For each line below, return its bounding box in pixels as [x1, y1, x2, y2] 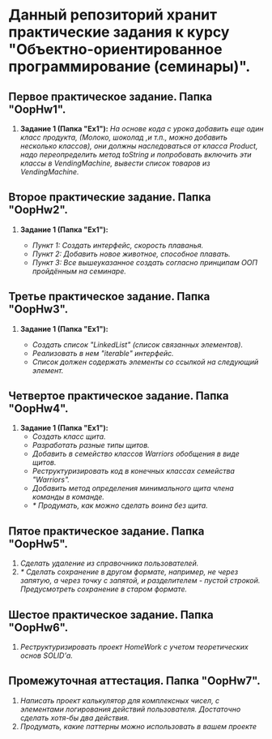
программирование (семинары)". [8, 58, 251, 76]
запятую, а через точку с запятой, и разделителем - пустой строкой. [19, 576, 261, 586]
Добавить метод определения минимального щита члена [32, 483, 235, 493]
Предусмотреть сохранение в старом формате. [19, 584, 188, 594]
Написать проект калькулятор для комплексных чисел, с [19, 695, 220, 705]
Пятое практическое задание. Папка [8, 524, 205, 538]
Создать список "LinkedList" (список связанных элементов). [32, 339, 244, 350]
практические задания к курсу [8, 23, 230, 41]
